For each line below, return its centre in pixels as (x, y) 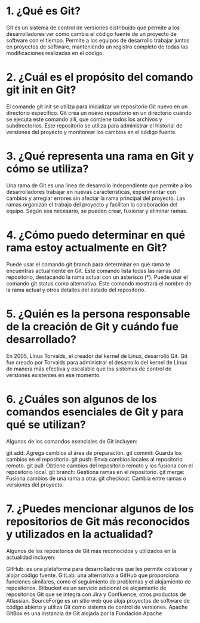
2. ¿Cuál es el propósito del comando (100, 78)
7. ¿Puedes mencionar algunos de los (100, 508)
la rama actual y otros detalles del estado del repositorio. (76, 290)
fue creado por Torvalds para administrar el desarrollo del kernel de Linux (97, 362)
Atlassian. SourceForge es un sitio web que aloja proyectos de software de (98, 600)
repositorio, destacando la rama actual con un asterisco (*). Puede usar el (97, 277)
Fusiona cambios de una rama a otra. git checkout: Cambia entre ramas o (96, 478)
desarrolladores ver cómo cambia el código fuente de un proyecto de (92, 34)
